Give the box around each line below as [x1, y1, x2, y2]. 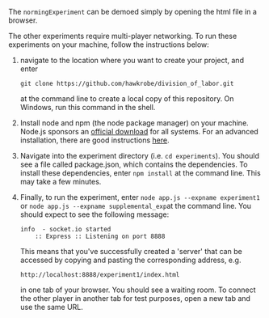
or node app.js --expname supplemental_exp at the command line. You [19, 201, 252, 210]
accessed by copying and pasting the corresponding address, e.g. [19, 255, 242, 265]
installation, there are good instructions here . [19, 135, 170, 145]
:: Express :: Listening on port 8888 [35, 232, 166, 240]
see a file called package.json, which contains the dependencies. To [19, 159, 248, 169]
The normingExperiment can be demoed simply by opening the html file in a [8, 7, 257, 16]
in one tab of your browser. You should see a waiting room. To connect [19, 285, 256, 295]
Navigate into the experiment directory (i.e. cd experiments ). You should [19, 151, 260, 160]
